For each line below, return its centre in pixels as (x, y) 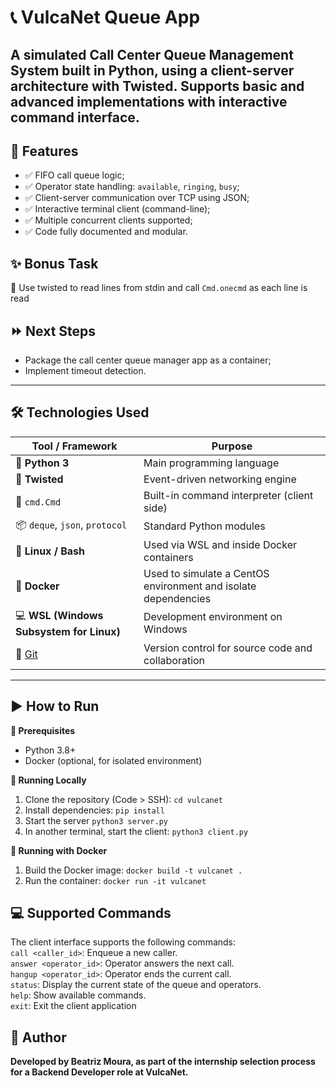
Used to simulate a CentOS (206, 573)
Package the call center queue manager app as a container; (148, 360)
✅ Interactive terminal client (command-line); (117, 209)
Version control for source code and (228, 648)
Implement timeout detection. (85, 371)
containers (168, 557)
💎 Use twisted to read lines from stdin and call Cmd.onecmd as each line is (159, 288)
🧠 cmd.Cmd (38, 501)
